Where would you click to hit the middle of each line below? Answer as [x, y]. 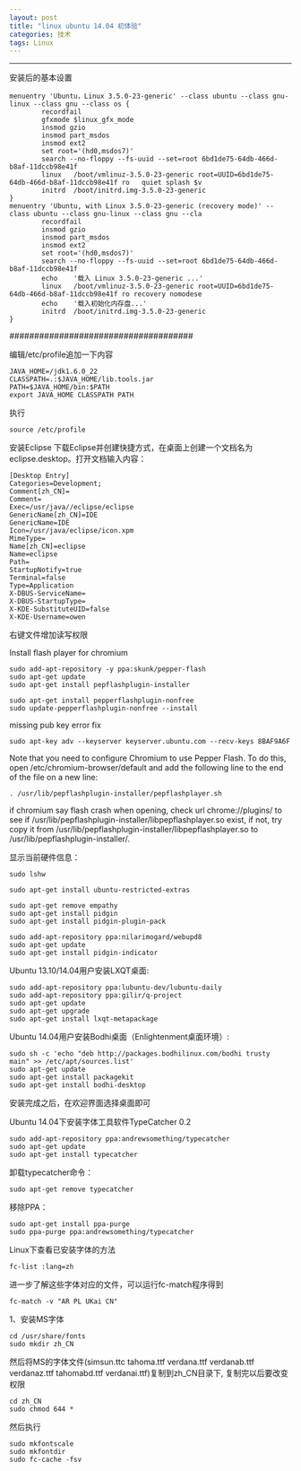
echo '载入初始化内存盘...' [95, 304]
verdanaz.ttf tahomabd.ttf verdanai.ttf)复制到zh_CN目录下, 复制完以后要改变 [149, 1373]
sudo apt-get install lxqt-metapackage [84, 1019]
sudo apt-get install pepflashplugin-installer [100, 685]
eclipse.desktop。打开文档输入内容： [78, 459]
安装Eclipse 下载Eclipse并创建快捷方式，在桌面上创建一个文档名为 [131, 448]
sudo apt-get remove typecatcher [72, 1189]
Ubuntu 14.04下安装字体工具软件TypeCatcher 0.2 [100, 1122]
